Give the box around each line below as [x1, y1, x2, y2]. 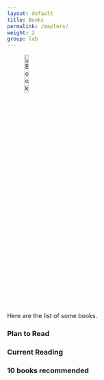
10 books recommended [7, 366, 89, 375]
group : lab [7, 36, 38, 43]
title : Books [7, 16, 44, 23]
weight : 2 [7, 29, 36, 36]
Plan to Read [7, 329, 50, 339]
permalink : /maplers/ [7, 23, 69, 30]
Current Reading [7, 347, 64, 357]
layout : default [7, 10, 53, 17]
